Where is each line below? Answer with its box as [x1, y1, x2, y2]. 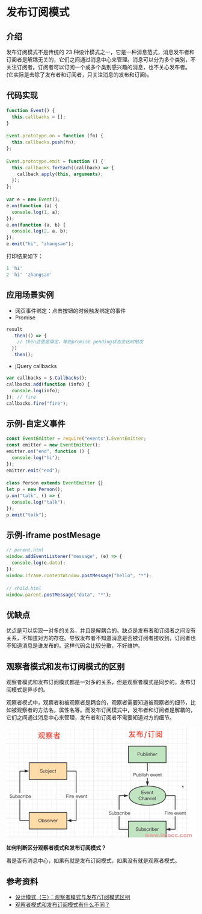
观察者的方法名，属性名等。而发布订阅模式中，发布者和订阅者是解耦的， [16, 706, 196, 713]
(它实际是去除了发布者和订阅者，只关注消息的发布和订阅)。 [6, 71, 153, 78]
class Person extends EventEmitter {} [6, 480, 103, 486]
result [6, 326, 23, 332]
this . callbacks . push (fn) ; [11, 139, 77, 145]
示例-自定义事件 [6, 418, 66, 428]
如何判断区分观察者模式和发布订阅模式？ [6, 844, 106, 851]
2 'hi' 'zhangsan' [6, 272, 52, 278]
